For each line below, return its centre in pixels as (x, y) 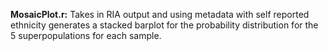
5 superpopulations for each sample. (86, 35)
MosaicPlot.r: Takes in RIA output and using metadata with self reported (160, 14)
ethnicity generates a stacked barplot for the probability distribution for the (164, 25)
